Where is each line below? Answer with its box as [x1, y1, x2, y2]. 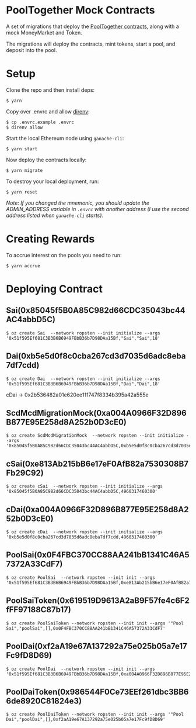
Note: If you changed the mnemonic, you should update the [6, 199, 150, 206]
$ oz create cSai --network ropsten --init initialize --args [6, 484, 163, 489]
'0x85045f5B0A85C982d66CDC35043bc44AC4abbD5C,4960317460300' [6, 489, 158, 495]
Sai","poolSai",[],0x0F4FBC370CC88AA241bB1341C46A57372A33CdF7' [6, 625, 166, 632]
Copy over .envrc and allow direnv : [6, 108, 90, 115]
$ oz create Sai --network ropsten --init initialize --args [6, 330, 160, 336]
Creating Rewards [6, 232, 95, 246]
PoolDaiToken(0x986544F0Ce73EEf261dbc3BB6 [6, 686, 189, 696]
